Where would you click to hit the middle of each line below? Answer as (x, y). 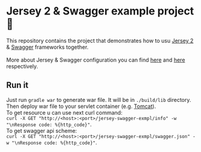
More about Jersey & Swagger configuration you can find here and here (96, 60)
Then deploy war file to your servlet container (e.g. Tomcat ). (81, 106)
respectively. (22, 66)
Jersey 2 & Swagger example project (100, 11)
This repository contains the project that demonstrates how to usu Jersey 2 (100, 40)
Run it (18, 85)
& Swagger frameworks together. (47, 47)
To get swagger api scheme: (42, 130)
